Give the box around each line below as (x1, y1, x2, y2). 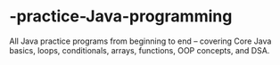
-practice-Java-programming (9, 6, 233, 27)
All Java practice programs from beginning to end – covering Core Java (9, 36, 272, 46)
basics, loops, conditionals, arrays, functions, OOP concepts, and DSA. (9, 45, 270, 55)
